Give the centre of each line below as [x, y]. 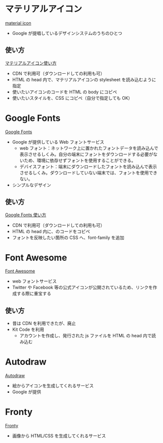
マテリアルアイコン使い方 [31, 63]
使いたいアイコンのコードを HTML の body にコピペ [65, 92]
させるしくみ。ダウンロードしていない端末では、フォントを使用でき [88, 173]
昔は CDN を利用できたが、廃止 [44, 324]
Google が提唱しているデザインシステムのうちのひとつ [67, 33]
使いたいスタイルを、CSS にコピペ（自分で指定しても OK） [72, 98]
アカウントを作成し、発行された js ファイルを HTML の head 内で [86, 336]
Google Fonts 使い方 [26, 215]
